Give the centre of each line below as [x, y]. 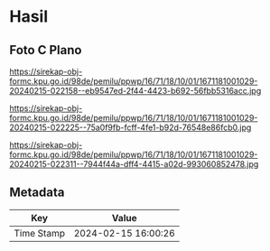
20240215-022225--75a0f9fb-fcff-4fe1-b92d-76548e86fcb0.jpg [130, 127]
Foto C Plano [46, 50]
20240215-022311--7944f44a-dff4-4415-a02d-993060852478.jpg [134, 164]
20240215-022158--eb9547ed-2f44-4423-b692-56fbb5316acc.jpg [135, 91]
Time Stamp [40, 233]
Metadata [37, 193]
